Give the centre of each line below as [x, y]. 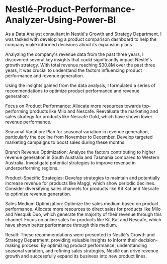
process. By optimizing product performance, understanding [84, 245]
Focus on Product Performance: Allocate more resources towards [73, 106]
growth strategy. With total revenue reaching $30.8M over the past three [80, 65]
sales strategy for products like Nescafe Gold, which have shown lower [79, 116]
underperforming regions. [32, 168]
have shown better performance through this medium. [61, 225]
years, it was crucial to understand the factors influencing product [74, 70]
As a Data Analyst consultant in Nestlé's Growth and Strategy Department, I [83, 34]
